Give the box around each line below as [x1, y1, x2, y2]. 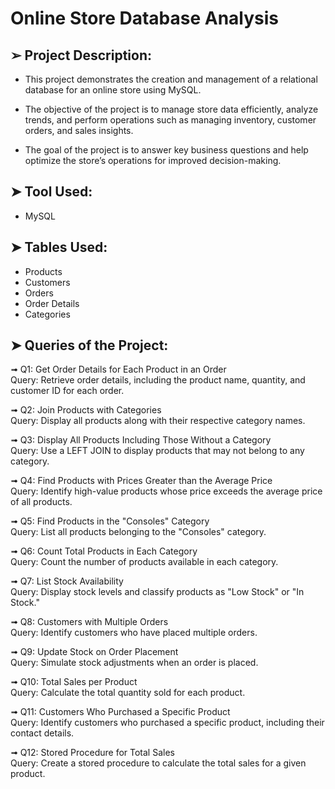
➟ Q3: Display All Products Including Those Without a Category [10, 434, 272, 446]
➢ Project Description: [10, 47, 153, 64]
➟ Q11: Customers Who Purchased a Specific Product [10, 706, 231, 718]
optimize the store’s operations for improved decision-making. [24, 155, 282, 166]
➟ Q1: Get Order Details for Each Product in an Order [10, 363, 227, 376]
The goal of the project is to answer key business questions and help [24, 144, 309, 156]
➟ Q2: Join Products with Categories [10, 404, 162, 416]
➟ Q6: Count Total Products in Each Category [10, 545, 198, 557]
